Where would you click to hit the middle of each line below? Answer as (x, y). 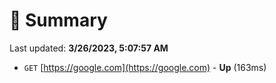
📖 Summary (58, 20)
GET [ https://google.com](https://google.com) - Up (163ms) (145, 67)
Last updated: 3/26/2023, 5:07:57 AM (89, 48)
